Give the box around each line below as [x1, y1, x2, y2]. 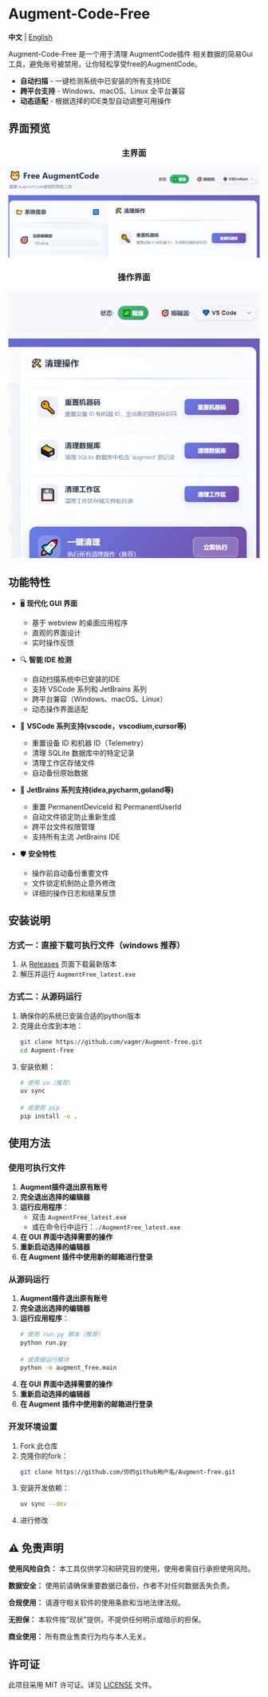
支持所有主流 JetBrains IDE [31, 832, 120, 841]
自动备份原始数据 [31, 768, 89, 777]
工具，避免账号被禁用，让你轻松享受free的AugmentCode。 [8, 59, 202, 69]
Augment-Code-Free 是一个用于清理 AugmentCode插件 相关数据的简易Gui [8, 49, 254, 58]
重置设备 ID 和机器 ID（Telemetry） [31, 738, 148, 747]
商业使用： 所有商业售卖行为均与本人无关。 [8, 1632, 150, 1641]
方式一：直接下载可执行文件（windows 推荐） [8, 939, 185, 951]
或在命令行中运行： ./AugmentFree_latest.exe [31, 1222, 181, 1232]
